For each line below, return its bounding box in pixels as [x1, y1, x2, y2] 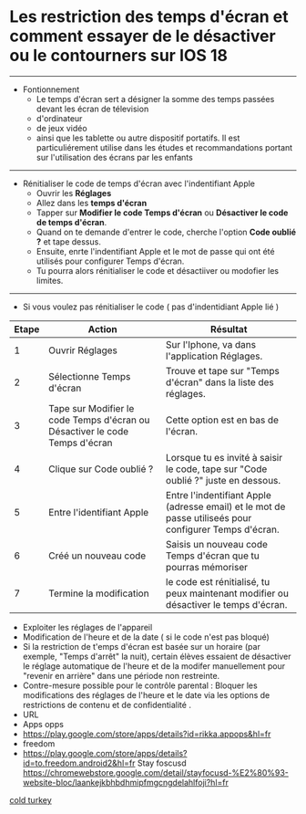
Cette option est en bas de [165, 413, 280, 426]
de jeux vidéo [36, 122, 88, 133]
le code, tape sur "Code [165, 463, 268, 475]
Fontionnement [22, 84, 80, 95]
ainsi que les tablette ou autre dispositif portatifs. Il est [36, 132, 240, 143]
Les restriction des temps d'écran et [9, 6, 289, 27]
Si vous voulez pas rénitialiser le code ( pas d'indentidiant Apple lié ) [22, 301, 280, 312]
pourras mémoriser [165, 560, 249, 573]
